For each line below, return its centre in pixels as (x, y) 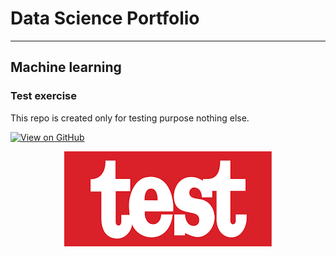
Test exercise (43, 96)
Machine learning (66, 67)
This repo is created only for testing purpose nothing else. (130, 118)
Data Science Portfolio (105, 18)
